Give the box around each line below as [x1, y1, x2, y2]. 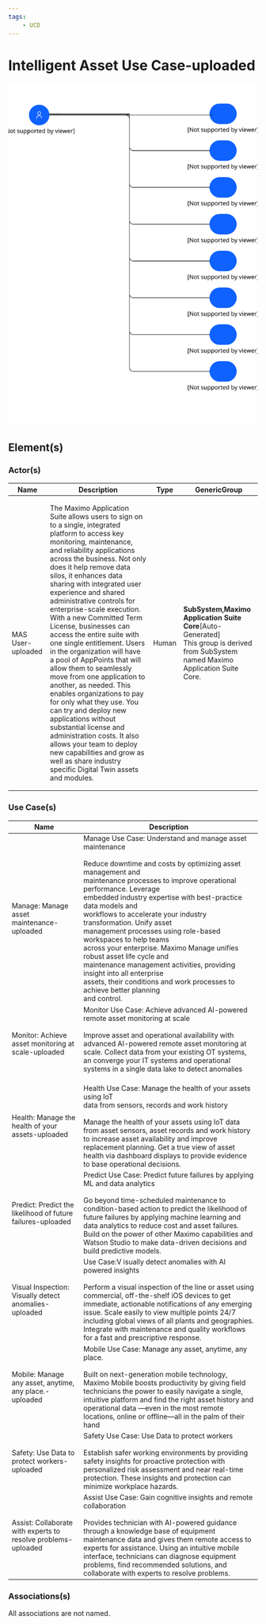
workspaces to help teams [82, 935, 169, 944]
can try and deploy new [50, 705, 127, 715]
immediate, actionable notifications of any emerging [82, 1300, 253, 1309]
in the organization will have [50, 647, 141, 656]
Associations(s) [8, 1591, 71, 1602]
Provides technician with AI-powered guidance [82, 1518, 237, 1527]
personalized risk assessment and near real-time [82, 1465, 244, 1474]
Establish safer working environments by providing [82, 1448, 249, 1457]
